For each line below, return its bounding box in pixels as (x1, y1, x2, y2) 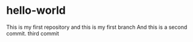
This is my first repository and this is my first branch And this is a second (6, 23, 188, 31)
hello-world (6, 4, 66, 17)
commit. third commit (6, 29, 59, 37)
